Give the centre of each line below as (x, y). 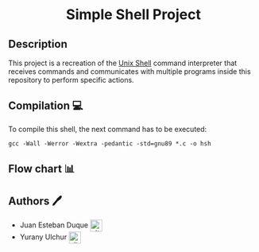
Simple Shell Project (133, 15)
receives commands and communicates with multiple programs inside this (130, 72)
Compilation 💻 (46, 106)
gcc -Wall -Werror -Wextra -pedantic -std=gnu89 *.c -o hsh (110, 143)
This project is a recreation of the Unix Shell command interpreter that (123, 63)
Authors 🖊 (35, 201)
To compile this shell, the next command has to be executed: (108, 129)
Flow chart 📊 (42, 169)
